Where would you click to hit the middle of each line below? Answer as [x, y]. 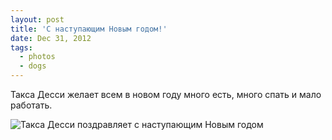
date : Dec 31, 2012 [51, 38]
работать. [31, 105]
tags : [21, 47]
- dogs [33, 66]
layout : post [37, 19]
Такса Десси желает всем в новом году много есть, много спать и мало [166, 94]
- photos [37, 57]
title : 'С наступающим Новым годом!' [89, 29]
